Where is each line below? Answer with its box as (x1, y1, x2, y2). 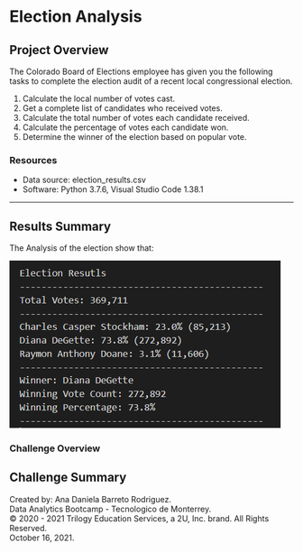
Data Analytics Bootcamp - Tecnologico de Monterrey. (9, 503, 212, 514)
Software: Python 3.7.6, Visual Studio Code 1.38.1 (22, 184, 205, 195)
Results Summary (9, 218, 112, 234)
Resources (9, 153, 58, 166)
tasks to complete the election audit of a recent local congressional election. (9, 76, 293, 87)
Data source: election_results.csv (22, 174, 147, 186)
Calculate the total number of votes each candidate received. (22, 113, 250, 123)
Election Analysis (9, 6, 142, 27)
